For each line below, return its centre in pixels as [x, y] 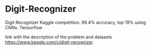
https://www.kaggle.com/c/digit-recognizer [49, 42]
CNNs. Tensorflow [24, 27]
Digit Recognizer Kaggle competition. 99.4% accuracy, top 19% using [75, 22]
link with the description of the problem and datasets [59, 37]
